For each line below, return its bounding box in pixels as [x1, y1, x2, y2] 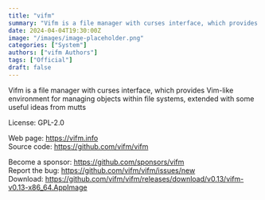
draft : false [8, 64, 52, 72]
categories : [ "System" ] [8, 41, 88, 49]
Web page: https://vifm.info [8, 133, 99, 143]
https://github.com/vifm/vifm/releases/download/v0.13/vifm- [45, 174, 244, 183]
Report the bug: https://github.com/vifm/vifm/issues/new [8, 165, 196, 175]
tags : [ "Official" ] [8, 57, 73, 65]
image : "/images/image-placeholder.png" [8, 33, 145, 42]
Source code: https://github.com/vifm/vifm [8, 141, 149, 151]
